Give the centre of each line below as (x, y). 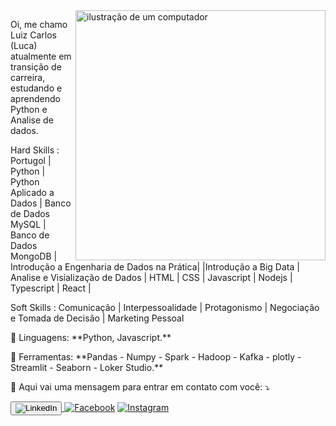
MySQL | (28, 224)
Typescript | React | (51, 288)
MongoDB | (34, 256)
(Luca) (24, 45)
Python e (29, 109)
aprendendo (35, 98)
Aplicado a (32, 192)
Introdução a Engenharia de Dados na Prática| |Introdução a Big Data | (155, 267)
